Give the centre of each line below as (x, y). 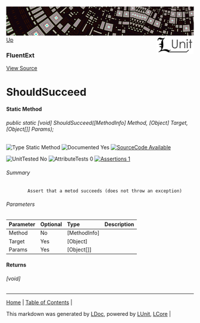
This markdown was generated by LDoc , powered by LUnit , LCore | (89, 314)
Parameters (21, 204)
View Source (22, 68)
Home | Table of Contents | (39, 302)
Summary (18, 173)
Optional (51, 224)
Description (119, 224)
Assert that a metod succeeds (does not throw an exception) (105, 191)
